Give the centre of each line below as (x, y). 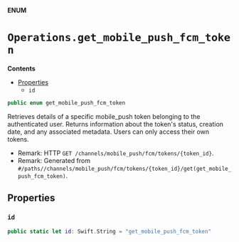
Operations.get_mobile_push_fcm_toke (119, 38)
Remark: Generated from (54, 160)
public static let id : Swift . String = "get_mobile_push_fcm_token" (110, 231)
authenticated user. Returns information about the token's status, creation (116, 124)
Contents (21, 68)
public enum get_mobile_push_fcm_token (67, 102)
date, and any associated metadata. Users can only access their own (108, 132)
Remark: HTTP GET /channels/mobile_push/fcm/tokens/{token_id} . (116, 153)
